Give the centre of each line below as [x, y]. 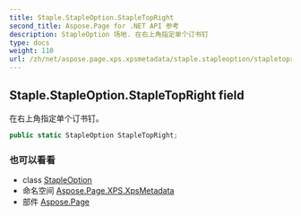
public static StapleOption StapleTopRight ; [94, 135]
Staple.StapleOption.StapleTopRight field [127, 95]
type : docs [30, 43]
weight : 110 [31, 51]
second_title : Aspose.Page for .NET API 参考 [94, 26]
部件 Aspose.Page [56, 202]
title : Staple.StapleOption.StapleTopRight [92, 17]
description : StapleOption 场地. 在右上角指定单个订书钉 [109, 34]
